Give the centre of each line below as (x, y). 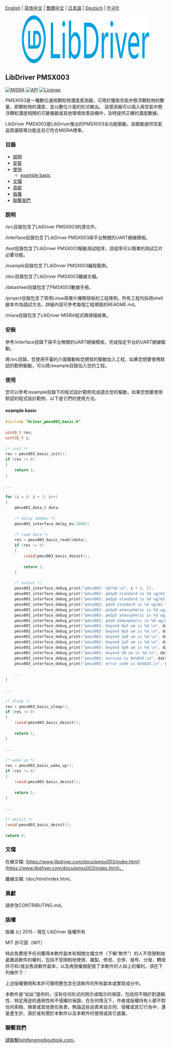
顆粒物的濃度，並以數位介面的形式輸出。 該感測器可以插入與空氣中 (88, 106)
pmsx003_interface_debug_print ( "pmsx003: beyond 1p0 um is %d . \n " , (87, 637)
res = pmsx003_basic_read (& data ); (51, 540)
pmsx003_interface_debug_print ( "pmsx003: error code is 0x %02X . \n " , (89, 664)
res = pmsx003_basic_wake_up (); (39, 766)
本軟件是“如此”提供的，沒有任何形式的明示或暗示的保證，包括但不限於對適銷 (85, 994)
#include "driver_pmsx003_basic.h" (43, 422)
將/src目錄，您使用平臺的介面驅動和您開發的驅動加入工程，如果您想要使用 (83, 359)
